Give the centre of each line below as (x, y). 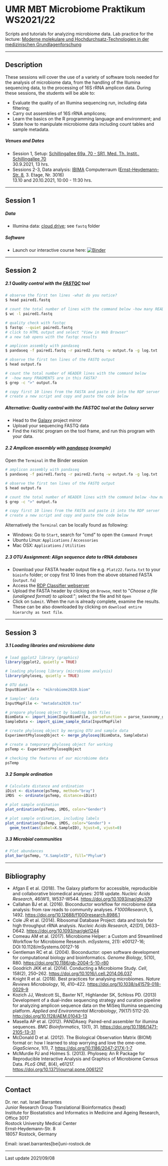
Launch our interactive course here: (49, 250)
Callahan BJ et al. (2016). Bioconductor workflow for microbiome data (84, 904)
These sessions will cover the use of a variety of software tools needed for (82, 77)
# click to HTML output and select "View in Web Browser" (67, 332)
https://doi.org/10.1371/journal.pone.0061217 (58, 1069)
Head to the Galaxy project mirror (47, 420)
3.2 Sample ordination (29, 774)
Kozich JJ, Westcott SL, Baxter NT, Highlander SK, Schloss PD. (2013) (84, 994)
